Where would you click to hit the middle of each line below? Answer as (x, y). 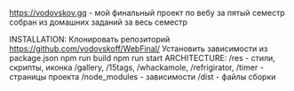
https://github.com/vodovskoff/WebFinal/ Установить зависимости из (139, 49)
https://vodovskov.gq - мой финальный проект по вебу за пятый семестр (147, 13)
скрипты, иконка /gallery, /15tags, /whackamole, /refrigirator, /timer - (136, 67)
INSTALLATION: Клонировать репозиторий (90, 39)
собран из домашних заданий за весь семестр (99, 22)
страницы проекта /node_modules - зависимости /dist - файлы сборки (143, 77)
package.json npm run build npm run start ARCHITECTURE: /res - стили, (142, 58)
